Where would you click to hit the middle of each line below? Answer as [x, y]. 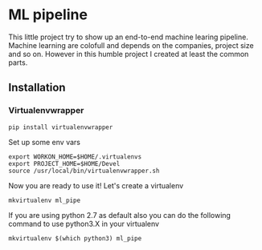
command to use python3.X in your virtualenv [84, 224]
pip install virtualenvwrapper [61, 127]
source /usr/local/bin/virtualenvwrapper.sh [84, 171]
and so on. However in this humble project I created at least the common [129, 54]
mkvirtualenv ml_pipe [45, 200]
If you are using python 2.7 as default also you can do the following [120, 215]
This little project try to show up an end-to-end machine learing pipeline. [129, 37]
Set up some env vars [44, 142]
